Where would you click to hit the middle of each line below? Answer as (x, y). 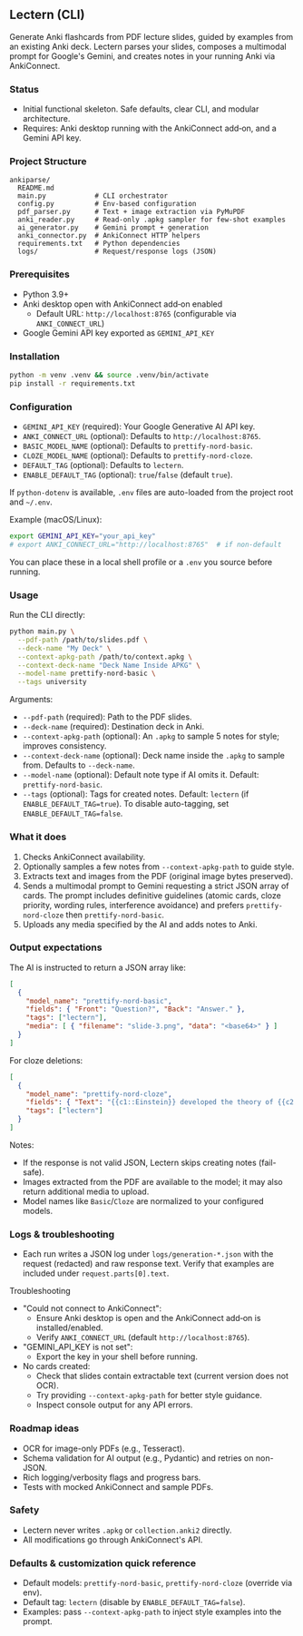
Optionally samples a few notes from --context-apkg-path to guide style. (158, 867)
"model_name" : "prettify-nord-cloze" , (99, 1094)
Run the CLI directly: (48, 615)
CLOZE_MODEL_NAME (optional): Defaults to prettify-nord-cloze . (137, 456)
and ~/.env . (31, 502)
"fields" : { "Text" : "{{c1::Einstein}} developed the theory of (150, 1102)
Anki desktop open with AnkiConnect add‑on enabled (122, 304)
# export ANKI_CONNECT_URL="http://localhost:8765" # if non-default (146, 544)
